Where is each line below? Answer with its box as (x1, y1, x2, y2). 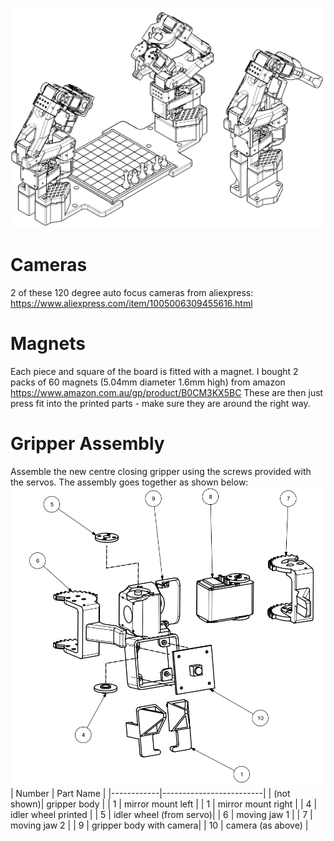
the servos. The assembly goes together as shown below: (10, 476, 249, 488)
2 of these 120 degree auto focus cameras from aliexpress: (10, 286, 254, 298)
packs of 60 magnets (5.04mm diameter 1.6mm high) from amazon (10, 376, 286, 388)
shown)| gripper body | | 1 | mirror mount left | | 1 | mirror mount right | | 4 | (10, 798, 318, 810)
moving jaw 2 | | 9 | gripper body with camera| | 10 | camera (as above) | (10, 819, 309, 832)
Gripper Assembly (10, 432, 165, 455)
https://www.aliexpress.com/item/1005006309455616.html (10, 297, 253, 309)
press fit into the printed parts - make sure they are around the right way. (10, 397, 311, 409)
